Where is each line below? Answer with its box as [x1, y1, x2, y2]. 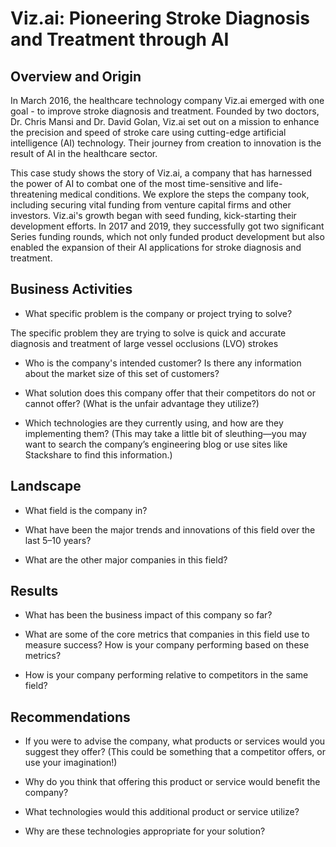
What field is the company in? [24, 504, 148, 516]
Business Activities [10, 281, 133, 298]
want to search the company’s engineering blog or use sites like [24, 438, 288, 450]
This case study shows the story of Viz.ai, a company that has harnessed [10, 167, 313, 179]
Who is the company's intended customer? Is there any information [24, 357, 302, 369]
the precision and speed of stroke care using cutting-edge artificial [10, 127, 287, 138]
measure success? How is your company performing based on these [24, 639, 310, 651]
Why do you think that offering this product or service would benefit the [24, 776, 321, 788]
